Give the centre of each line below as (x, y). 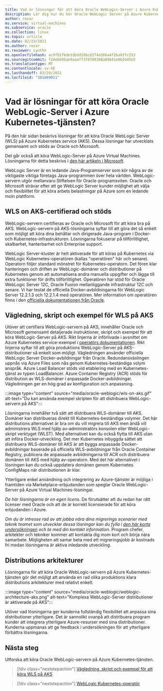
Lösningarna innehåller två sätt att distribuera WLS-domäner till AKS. (74, 413)
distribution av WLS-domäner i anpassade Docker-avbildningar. (69, 379)
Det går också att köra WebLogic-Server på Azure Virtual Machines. (73, 155)
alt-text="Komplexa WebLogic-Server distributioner (102, 597)
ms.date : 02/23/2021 (26, 41)
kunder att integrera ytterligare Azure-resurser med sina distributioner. (76, 622)
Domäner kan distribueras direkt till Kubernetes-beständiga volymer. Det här (81, 418)
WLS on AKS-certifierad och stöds (58, 212)
